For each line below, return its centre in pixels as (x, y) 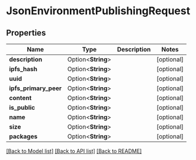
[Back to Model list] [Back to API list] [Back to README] (74, 151)
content (20, 98)
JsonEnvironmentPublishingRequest (98, 11)
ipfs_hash (23, 69)
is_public (22, 108)
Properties (26, 33)
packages (23, 136)
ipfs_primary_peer (36, 88)
